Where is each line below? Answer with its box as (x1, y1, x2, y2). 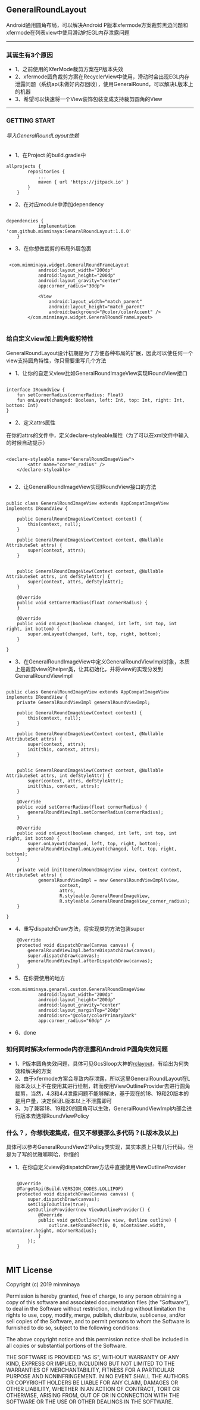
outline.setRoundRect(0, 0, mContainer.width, (48, 1222, 167, 1229)
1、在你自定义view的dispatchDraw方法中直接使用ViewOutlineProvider (14, 1164, 186, 1171)
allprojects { (6, 164, 42, 170)
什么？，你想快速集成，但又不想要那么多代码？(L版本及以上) (6, 1128, 179, 1137)
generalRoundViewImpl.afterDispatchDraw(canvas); (27, 958, 153, 964)
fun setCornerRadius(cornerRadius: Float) (17, 392, 124, 398)
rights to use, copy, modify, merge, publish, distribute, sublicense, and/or (6, 1311, 186, 1319)
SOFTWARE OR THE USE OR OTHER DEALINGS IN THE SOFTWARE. (6, 1398, 173, 1405)
